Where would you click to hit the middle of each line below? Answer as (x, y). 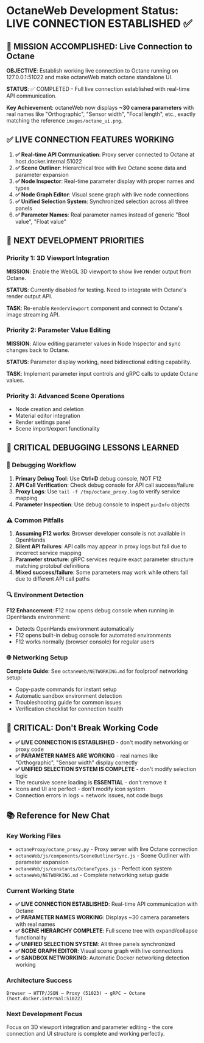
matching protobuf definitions (52, 566)
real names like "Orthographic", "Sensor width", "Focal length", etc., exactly (101, 114)
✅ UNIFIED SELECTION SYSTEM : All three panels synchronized (95, 944)
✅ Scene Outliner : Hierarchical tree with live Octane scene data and (101, 168)
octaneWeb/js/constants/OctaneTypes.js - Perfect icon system (93, 869)
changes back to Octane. (38, 350)
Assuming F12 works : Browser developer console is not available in (100, 534)
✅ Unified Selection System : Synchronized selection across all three (102, 201)
